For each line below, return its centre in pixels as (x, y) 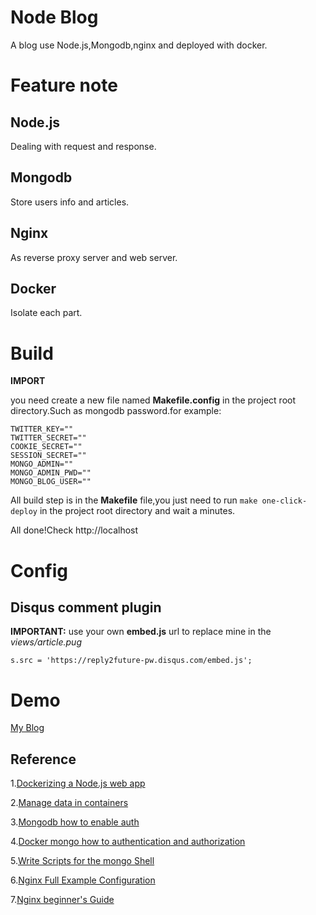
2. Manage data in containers (69, 803)
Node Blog (54, 17)
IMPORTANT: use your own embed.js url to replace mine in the (141, 632)
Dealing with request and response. (83, 146)
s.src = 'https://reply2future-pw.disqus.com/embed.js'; (131, 661)
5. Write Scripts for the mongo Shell (82, 861)
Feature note (64, 85)
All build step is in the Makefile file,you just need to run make (134, 500)
